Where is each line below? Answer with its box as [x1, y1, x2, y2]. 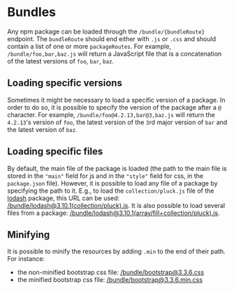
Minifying [7, 228, 50, 241]
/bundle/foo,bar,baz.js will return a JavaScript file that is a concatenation [7, 50, 222, 58]
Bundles [7, 4, 56, 20]
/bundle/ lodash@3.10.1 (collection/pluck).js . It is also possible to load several [7, 201, 226, 209]
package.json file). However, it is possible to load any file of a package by [7, 179, 218, 187]
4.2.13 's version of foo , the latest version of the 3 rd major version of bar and [7, 118, 228, 126]
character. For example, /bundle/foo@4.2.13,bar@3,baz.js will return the [7, 110, 215, 119]
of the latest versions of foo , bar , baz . [7, 57, 115, 65]
